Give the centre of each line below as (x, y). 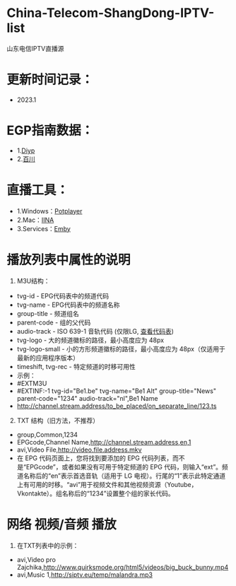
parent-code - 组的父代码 (54, 322)
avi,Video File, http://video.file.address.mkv (79, 450)
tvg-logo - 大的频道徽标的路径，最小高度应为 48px (90, 340)
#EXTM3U (32, 383)
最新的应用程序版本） (48, 358)
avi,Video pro (36, 559)
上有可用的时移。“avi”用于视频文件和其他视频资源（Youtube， (107, 484)
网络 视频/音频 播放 (62, 524)
